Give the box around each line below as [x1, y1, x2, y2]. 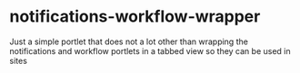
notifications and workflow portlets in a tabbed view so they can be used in [9, 45, 291, 56]
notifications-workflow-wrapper [9, 6, 261, 27]
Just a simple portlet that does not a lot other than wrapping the [9, 36, 248, 47]
